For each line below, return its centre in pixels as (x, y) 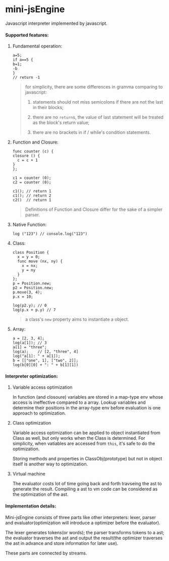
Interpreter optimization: (32, 376)
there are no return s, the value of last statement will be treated (98, 117)
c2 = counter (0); (32, 182)
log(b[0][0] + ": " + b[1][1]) (45, 365)
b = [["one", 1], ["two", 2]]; (45, 361)
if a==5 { (23, 60)
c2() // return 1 (32, 200)
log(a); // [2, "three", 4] (45, 352)
